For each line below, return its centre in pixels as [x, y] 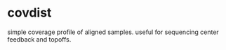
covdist [29, 13]
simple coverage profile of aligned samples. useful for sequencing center [113, 32]
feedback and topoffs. [39, 39]
